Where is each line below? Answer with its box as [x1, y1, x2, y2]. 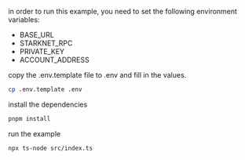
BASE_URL [19, 31, 55, 39]
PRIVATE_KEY [19, 47, 65, 56]
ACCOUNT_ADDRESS [19, 55, 90, 64]
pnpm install [8, 115, 51, 122]
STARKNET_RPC [19, 38, 73, 48]
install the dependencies [8, 100, 88, 109]
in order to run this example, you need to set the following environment [8, 7, 238, 16]
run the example [8, 129, 61, 138]
